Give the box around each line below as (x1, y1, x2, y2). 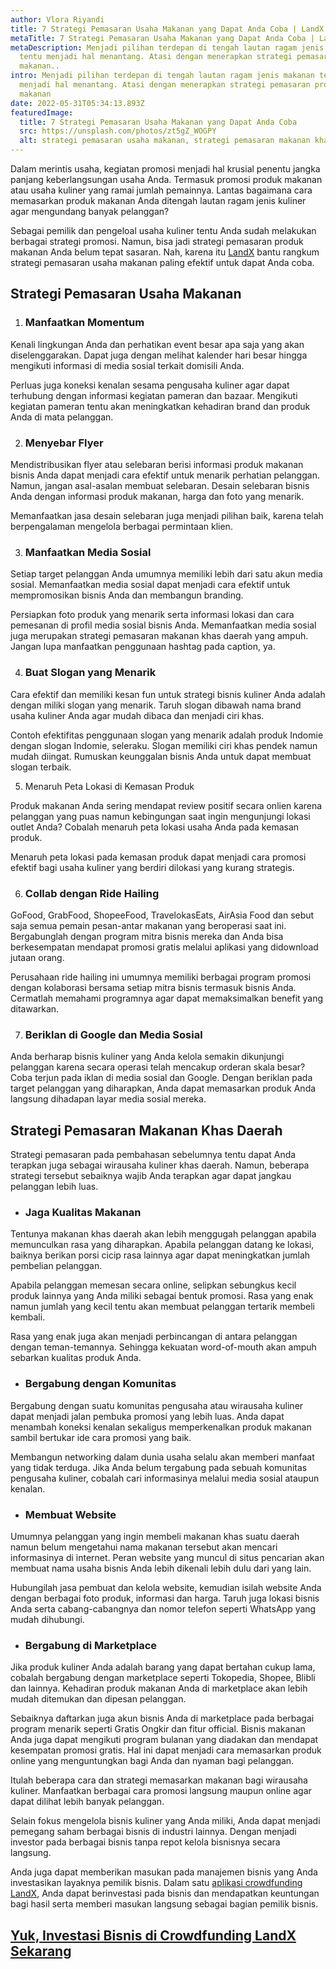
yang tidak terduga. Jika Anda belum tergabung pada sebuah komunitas (10, 1461, 308, 1473)
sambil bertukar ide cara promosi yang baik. (10, 1431, 192, 1443)
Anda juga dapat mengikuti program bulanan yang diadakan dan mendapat (10, 1734, 319, 1746)
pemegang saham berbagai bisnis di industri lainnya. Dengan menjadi (10, 1826, 297, 1838)
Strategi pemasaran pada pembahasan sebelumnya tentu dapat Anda (10, 1148, 297, 1160)
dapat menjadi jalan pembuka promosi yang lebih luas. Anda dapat (10, 1410, 285, 1422)
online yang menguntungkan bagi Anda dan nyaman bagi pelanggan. (10, 1755, 295, 1767)
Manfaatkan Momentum (24, 316, 145, 330)
